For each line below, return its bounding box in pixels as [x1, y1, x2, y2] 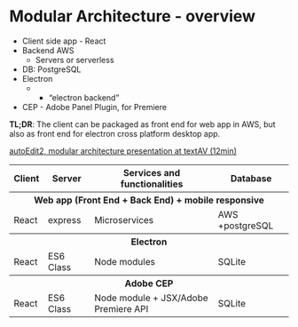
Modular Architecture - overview [9, 6, 255, 27]
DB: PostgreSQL [21, 64, 82, 75]
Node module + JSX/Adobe [94, 291, 208, 304]
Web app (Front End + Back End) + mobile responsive [34, 194, 264, 206]
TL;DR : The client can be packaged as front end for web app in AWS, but [9, 118, 277, 130]
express [47, 213, 82, 226]
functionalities [120, 178, 184, 190]
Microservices [94, 213, 154, 226]
